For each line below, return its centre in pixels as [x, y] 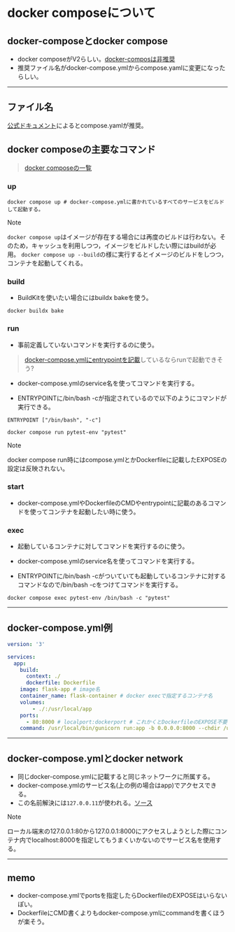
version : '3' [26, 644]
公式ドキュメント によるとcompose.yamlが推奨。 [78, 125]
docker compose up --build [60, 254]
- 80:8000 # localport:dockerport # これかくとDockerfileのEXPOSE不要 [127, 722]
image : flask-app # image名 [60, 689]
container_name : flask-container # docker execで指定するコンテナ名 [116, 696]
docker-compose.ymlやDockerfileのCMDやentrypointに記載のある [113, 503]
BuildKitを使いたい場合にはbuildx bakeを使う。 [85, 298]
